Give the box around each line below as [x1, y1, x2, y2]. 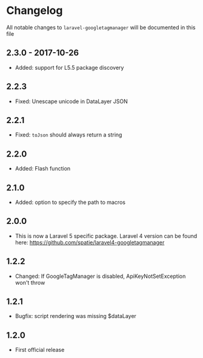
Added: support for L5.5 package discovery [15, 64, 124, 71]
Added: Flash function [15, 165, 71, 172]
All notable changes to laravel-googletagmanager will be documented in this [6, 24, 196, 31]
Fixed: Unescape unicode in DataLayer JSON [15, 98, 128, 105]
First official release [15, 346, 65, 354]
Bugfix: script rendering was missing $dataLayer [15, 312, 136, 320]
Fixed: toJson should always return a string [15, 131, 122, 138]
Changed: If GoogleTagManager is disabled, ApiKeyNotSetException [15, 272, 186, 280]
